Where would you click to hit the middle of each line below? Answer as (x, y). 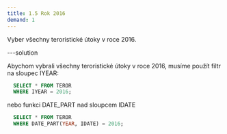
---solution (23, 53)
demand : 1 (21, 20)
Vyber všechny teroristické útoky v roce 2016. (72, 39)
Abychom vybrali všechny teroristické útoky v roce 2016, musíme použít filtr (114, 66)
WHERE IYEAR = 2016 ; (42, 92)
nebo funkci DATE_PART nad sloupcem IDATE (71, 105)
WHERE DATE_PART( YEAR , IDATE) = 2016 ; (69, 124)
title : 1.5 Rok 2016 (37, 13)
